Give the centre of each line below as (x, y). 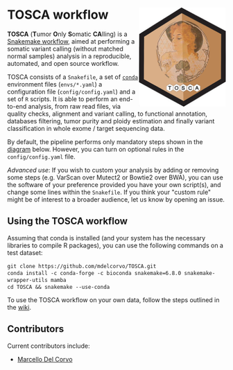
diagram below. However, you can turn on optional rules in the (96, 149)
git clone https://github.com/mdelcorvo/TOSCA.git (82, 266)
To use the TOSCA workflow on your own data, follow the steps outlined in (113, 300)
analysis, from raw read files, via (75, 106)
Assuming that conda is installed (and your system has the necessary (106, 238)
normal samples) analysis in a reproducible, (69, 56)
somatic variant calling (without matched (65, 49)
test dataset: (25, 252)
